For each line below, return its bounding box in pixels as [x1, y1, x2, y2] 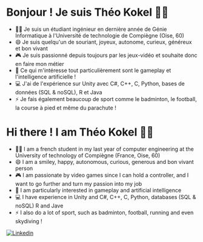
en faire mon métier [15, 60, 65, 67]
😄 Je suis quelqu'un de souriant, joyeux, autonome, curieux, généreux [15, 38, 192, 45]
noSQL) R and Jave [15, 202, 64, 209]
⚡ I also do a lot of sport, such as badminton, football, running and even [15, 209, 194, 216]
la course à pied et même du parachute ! [15, 104, 116, 111]
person [15, 165, 33, 172]
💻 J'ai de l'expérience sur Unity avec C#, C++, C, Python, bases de [15, 80, 185, 87]
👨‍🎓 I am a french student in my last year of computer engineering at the [15, 145, 194, 152]
